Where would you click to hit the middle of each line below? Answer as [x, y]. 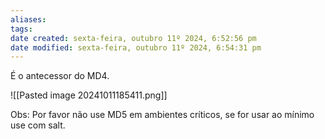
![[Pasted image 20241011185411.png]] [89, 95]
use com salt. [38, 125]
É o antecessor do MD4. [60, 76]
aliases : [28, 19]
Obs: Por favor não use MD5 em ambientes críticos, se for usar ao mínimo [162, 115]
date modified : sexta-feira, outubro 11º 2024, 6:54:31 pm [136, 47]
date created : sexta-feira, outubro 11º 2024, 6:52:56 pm [133, 38]
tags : [21, 29]
